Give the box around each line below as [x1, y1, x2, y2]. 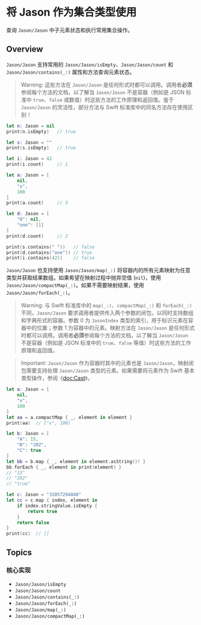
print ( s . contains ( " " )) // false [6, 244, 95, 250]
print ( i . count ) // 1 [6, 161, 68, 168]
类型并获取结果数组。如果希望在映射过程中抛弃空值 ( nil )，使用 [6, 274, 162, 282]
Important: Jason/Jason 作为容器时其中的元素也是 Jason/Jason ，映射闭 [20, 360, 194, 367]
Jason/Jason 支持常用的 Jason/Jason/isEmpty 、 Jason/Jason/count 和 [6, 61, 173, 68]
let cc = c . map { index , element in [6, 497, 98, 503]
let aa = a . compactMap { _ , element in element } [6, 414, 133, 420]
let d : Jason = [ [6, 211, 50, 217]
